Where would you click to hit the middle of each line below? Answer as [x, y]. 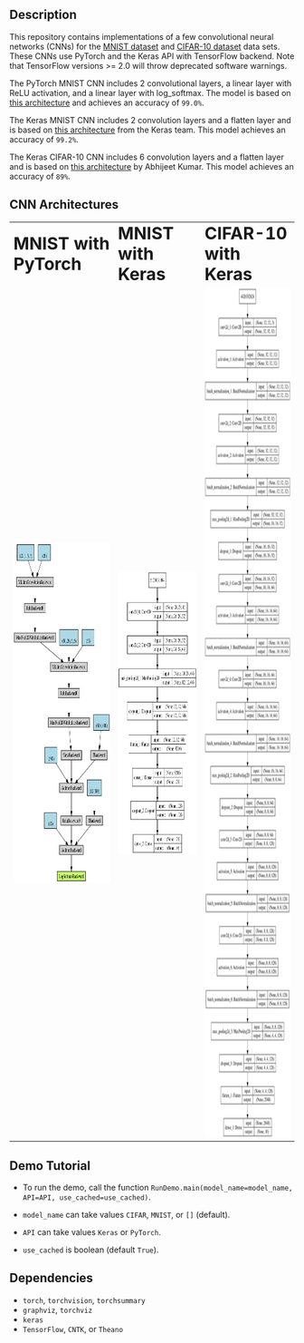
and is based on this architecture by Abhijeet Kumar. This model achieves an [152, 166]
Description [43, 15]
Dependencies [51, 1278]
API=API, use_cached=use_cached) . [86, 1197]
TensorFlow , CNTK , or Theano [73, 1328]
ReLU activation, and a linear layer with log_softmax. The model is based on [150, 92]
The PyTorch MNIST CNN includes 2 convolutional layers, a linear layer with [151, 83]
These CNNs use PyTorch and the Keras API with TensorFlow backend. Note [152, 56]
